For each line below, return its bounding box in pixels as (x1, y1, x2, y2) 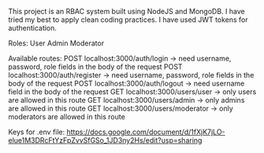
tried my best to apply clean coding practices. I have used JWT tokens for (8, 15, 248, 24)
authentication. (8, 24, 58, 32)
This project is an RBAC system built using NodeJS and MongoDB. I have (8, 7, 246, 16)
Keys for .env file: (8, 127, 65, 137)
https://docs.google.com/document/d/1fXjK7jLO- (66, 127, 226, 137)
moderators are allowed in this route (8, 112, 126, 121)
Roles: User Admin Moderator (8, 38, 105, 48)
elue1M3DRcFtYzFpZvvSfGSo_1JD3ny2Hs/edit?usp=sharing (8, 136, 203, 144)
